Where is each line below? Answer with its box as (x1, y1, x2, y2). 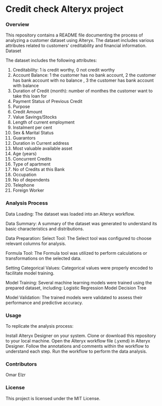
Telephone (12, 182, 35, 188)
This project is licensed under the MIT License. (5, 395, 101, 401)
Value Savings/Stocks (12, 114, 57, 120)
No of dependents (12, 177, 50, 183)
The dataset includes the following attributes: (5, 58, 97, 64)
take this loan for (12, 93, 47, 99)
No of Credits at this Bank (12, 167, 65, 172)
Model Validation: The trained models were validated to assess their (5, 294, 143, 300)
